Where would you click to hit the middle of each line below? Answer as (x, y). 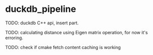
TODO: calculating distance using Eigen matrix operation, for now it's (76, 32)
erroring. (14, 38)
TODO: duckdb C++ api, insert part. (42, 23)
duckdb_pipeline (41, 9)
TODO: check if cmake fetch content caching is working (63, 47)
